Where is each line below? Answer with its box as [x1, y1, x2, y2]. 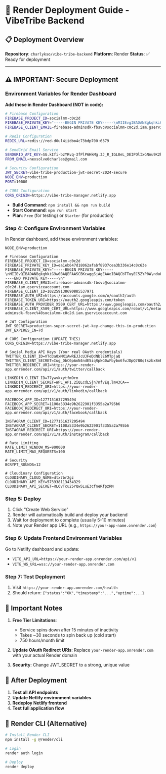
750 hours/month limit [19, 637, 65, 643]
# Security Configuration [5, 165, 58, 170]
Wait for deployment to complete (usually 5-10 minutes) [12, 517, 126, 523]
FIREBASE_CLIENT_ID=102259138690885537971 [5, 289, 94, 294]
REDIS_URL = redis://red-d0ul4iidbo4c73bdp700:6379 [5, 139, 110, 144]
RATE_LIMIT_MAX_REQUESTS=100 [5, 449, 65, 455]
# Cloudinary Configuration [5, 471, 63, 476]
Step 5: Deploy [5, 495, 41, 502]
